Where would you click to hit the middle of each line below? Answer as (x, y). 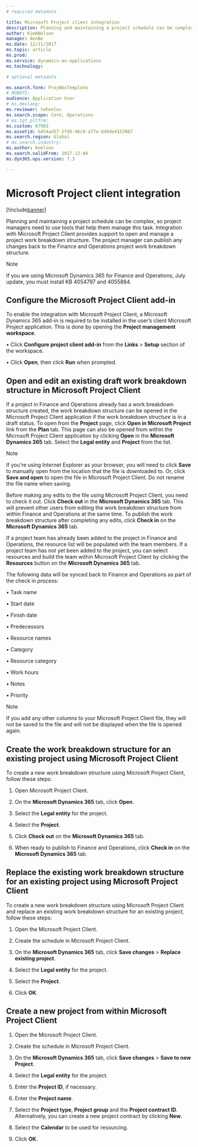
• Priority (17, 695)
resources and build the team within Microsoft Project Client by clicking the (97, 557)
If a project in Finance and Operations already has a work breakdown (90, 405)
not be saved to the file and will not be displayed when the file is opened (94, 725)
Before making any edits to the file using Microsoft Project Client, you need (97, 495)
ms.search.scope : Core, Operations (50, 115)
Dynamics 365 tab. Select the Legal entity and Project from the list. (89, 442)
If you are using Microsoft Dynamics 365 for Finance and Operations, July (96, 275)
